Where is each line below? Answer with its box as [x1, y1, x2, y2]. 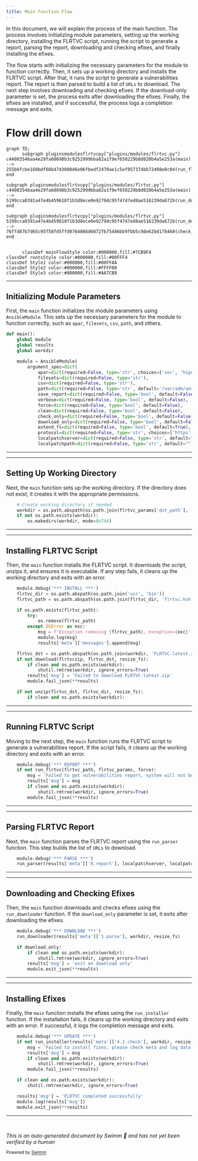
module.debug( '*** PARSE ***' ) [16, 855, 94, 861]
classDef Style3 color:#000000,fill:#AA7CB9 [6, 270, 117, 276]
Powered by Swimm [6, 1150, 47, 1156]
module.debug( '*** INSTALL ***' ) [16, 586, 99, 591]
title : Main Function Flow [6, 8, 72, 15]
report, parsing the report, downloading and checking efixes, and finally [6, 44, 181, 51]
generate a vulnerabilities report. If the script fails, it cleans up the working [6, 743, 187, 751]
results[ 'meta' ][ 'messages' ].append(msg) [37, 640, 141, 646]
